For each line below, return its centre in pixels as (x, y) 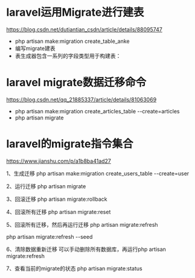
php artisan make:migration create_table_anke (72, 41)
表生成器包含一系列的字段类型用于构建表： (68, 55)
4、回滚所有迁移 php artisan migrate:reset (59, 212)
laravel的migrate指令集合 (70, 144)
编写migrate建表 (35, 48)
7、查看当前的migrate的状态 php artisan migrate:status (75, 268)
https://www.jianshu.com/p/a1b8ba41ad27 (59, 161)
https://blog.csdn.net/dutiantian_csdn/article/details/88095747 (85, 29)
